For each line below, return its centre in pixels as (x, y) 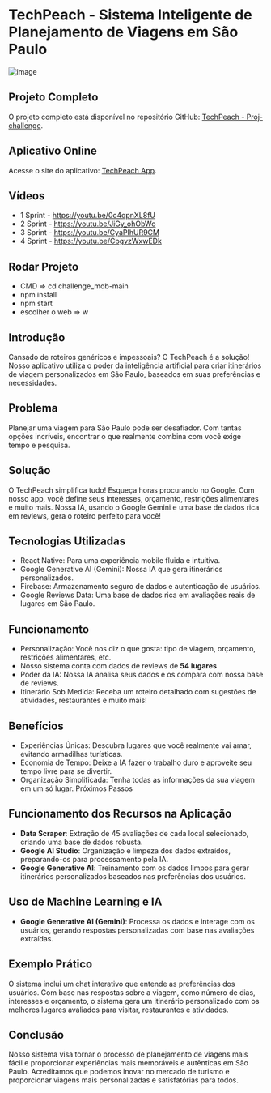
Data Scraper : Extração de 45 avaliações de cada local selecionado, (134, 833)
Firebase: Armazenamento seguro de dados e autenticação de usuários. (140, 587)
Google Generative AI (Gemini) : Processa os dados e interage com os (137, 921)
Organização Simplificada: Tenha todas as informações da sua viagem (138, 780)
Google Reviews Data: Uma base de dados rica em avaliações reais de (138, 595)
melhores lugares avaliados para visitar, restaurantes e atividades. (119, 1010)
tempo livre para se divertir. (66, 771)
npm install (38, 295)
